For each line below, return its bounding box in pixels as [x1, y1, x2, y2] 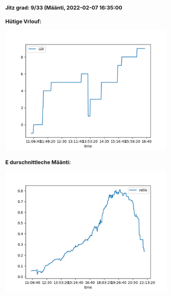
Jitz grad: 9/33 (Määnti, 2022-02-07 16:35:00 [5, 4, 123, 11]
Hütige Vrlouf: [5, 17, 42, 25]
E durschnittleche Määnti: [5, 159, 71, 166]
